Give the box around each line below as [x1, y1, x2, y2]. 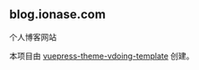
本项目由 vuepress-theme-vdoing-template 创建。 [9, 51, 195, 61]
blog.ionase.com [9, 7, 106, 22]
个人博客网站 [9, 31, 56, 43]
